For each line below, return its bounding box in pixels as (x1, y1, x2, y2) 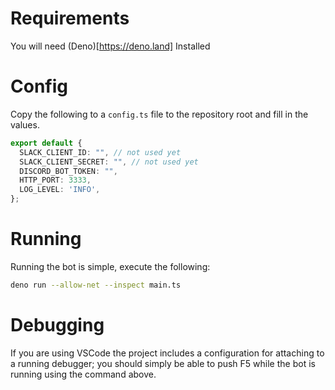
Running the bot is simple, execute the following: (10, 260, 211, 272)
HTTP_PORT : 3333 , (19, 175, 92, 186)
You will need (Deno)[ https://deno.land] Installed (10, 40, 211, 52)
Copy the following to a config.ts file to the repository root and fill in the (10, 108, 309, 120)
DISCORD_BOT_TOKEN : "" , (19, 166, 118, 176)
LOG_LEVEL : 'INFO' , (19, 185, 101, 195)
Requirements (10, 7, 130, 30)
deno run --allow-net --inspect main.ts (10, 280, 182, 290)
